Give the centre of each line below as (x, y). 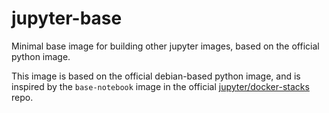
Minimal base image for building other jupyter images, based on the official (165, 46)
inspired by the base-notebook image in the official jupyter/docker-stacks (160, 86)
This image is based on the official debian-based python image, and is (156, 76)
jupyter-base (67, 18)
